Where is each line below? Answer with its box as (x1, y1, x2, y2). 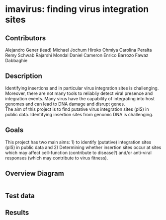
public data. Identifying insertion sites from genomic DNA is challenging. (5, 111, 154, 117)
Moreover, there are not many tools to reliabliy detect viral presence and (5, 90, 153, 96)
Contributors (5, 34, 46, 42)
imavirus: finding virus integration (5, 3, 149, 15)
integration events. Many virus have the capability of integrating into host (5, 95, 155, 101)
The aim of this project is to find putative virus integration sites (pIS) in (5, 106, 149, 112)
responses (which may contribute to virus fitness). (5, 155, 108, 161)
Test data (5, 191, 35, 200)
